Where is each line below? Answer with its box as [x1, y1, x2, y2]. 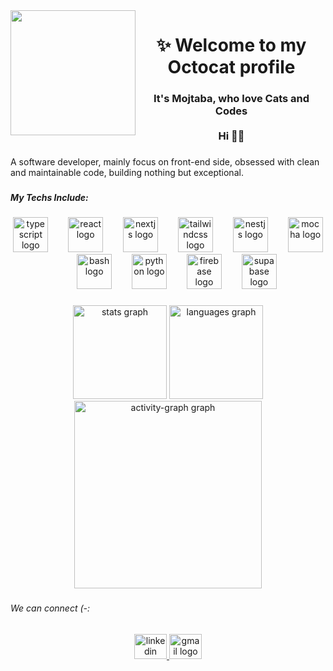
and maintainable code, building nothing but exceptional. [10, 167, 244, 179]
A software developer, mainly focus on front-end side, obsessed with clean [10, 156, 320, 168]
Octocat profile [167, 56, 296, 79]
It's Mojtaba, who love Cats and [153, 92, 310, 106]
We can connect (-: [10, 602, 91, 614]
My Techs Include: [10, 191, 89, 203]
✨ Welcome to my [156, 34, 307, 57]
